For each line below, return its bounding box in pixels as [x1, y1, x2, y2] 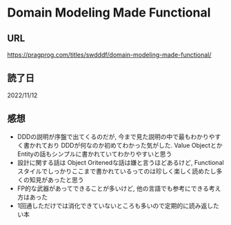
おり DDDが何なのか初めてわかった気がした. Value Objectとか [47, 141, 223, 149]
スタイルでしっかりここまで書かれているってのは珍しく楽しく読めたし [17, 167, 217, 175]
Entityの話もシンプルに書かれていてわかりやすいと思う [17, 150, 172, 158]
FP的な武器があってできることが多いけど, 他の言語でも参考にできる [17, 184, 209, 193]
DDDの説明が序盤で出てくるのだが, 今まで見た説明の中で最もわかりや [17, 133, 215, 141]
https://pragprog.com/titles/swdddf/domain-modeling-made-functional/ [7, 50, 212, 59]
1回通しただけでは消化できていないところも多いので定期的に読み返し [17, 202, 214, 210]
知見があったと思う [29, 175, 84, 184]
